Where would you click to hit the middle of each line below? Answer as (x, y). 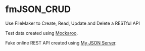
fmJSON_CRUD (38, 9)
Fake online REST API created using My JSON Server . (61, 43)
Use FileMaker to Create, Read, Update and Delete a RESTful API (72, 23)
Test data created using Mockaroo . (42, 33)
